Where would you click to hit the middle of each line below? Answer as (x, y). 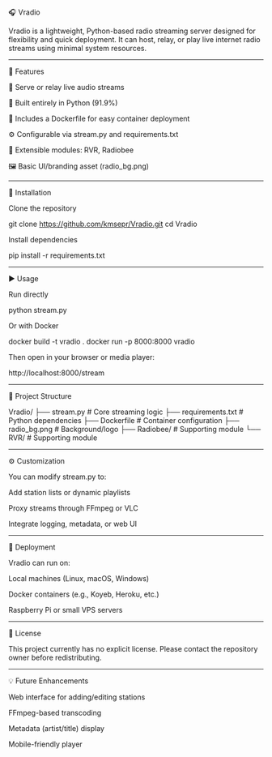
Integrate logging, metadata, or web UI (73, 524)
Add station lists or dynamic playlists (70, 492)
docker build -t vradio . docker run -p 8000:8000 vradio (102, 341)
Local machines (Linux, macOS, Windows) (79, 578)
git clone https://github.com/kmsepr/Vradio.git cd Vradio (103, 224)
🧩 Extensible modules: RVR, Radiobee (71, 150)
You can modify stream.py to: (57, 477)
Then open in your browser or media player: (82, 357)
